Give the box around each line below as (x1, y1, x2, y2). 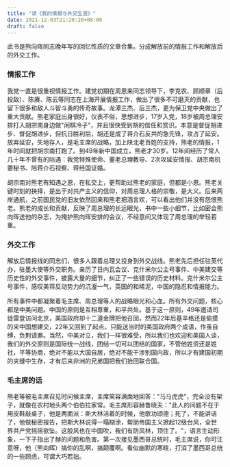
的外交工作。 (7, 51, 43, 59)
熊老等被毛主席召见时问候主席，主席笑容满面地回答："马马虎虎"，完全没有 (7, 392, 217, 401)
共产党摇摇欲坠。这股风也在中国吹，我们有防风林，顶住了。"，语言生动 (12, 427, 214, 435)
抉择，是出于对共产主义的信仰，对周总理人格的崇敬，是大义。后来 (30, 186, 217, 195)
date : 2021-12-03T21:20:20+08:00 (7, 16, 103, 23)
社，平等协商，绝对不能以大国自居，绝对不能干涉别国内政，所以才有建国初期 (7, 348, 223, 356)
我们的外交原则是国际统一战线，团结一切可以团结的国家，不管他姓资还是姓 (7, 340, 217, 348)
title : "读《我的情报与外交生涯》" (7, 10, 97, 17)
